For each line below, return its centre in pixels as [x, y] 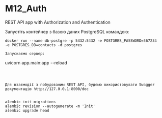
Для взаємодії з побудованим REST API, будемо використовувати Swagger [80, 85]
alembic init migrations [30, 102]
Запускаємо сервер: [25, 54]
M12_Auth [26, 9]
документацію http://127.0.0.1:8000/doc [47, 89]
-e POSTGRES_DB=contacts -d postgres [44, 45]
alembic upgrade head [27, 110]
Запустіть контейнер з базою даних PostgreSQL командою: [67, 31]
